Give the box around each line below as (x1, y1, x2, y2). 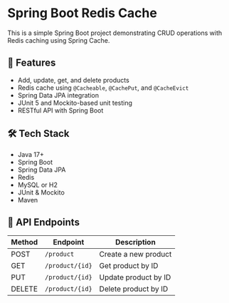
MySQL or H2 (17, 180, 58, 189)
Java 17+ (17, 150, 44, 158)
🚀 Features (7, 57, 56, 69)
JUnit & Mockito (17, 188, 65, 197)
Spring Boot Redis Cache (7, 5, 158, 21)
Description (114, 237, 156, 247)
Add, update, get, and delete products (17, 76, 129, 84)
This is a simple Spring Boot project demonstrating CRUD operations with (7, 29, 223, 37)
